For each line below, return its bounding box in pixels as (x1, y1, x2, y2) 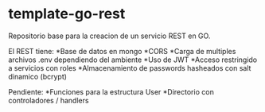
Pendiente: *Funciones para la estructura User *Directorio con (8, 87, 215, 96)
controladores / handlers (8, 95, 89, 105)
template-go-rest (8, 5, 126, 23)
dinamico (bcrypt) (8, 71, 68, 81)
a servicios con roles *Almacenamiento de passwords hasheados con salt (8, 63, 251, 72)
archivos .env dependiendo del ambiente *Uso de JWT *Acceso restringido (8, 55, 258, 64)
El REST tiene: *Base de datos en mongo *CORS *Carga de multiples (8, 46, 236, 56)
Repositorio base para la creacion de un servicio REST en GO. (8, 31, 211, 41)
